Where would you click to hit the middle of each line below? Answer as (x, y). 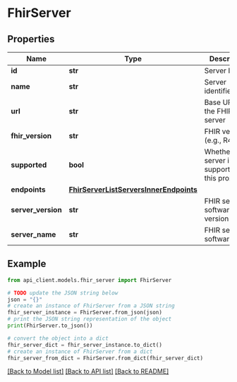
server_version (36, 210)
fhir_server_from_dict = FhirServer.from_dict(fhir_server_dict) (105, 358)
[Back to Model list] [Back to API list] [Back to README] (88, 371)
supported (29, 165)
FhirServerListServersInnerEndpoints (133, 190)
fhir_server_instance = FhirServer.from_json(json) (85, 313)
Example (27, 264)
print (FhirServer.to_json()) (50, 326)
